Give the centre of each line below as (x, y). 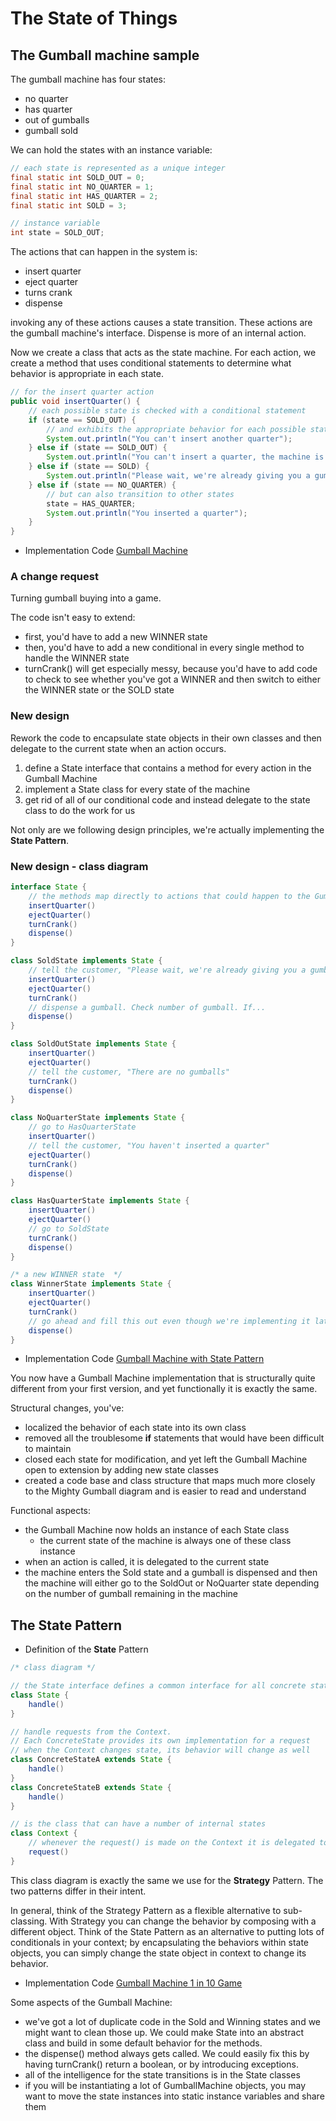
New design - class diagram (79, 866)
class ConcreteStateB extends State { (91, 1787)
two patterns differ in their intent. (78, 1891)
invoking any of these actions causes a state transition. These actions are (161, 323)
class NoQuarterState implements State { (98, 1118)
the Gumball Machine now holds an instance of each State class (157, 1530)
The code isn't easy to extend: (73, 618)
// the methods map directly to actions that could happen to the (169, 896)
